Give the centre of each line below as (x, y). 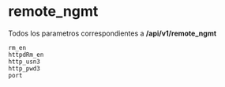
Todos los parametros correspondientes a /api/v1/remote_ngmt (112, 33)
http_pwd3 (24, 68)
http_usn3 (24, 62)
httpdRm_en (26, 55)
